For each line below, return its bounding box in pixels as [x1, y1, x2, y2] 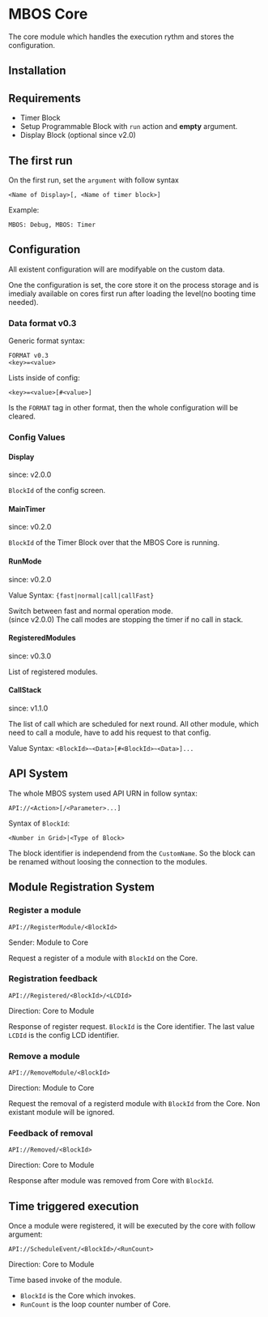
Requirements [8, 91, 81, 105]
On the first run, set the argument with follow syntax [8, 175, 180, 185]
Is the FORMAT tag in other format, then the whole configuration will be [8, 403, 239, 413]
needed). [8, 297, 39, 307]
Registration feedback [8, 973, 98, 985]
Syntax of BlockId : [8, 818, 70, 828]
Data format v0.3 [8, 317, 77, 328]
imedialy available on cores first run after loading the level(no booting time [8, 289, 257, 298]
